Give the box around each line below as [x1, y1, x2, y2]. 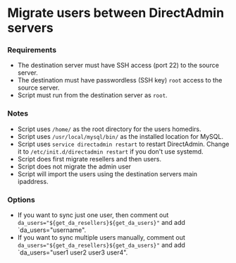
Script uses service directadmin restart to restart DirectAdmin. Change [17, 140, 230, 148]
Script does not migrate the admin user [17, 162, 132, 171]
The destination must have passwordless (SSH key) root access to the [17, 76, 223, 85]
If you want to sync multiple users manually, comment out [17, 233, 185, 242]
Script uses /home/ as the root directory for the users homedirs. [17, 125, 202, 133]
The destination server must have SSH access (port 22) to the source [17, 61, 220, 70]
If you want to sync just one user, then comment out [17, 211, 169, 219]
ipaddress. [17, 177, 49, 185]
